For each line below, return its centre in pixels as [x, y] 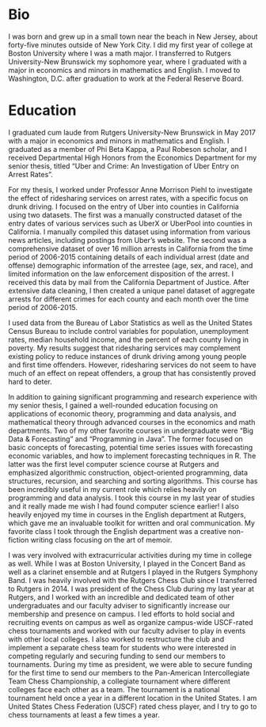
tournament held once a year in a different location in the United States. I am [133, 698]
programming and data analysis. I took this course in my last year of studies [131, 498]
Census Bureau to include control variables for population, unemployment [129, 331]
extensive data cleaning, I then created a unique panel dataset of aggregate [132, 290]
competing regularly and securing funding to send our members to [117, 656]
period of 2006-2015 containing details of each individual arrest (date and [129, 257]
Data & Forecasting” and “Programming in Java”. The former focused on [125, 439]
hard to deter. [30, 381]
